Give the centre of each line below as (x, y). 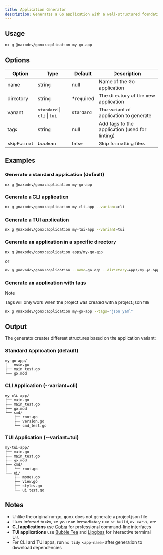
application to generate (125, 116)
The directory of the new (127, 96)
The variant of (115, 110)
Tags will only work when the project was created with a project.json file (77, 302)
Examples (20, 161)
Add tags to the (116, 123)
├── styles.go (28, 486)
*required (83, 99)
